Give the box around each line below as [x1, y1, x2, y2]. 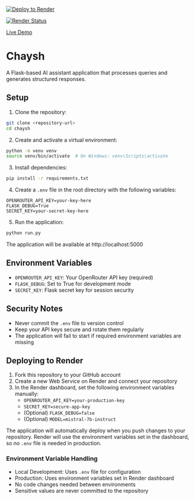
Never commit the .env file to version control [14, 319, 124, 326]
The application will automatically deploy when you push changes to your [6, 427, 186, 434]
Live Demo [6, 29, 33, 36]
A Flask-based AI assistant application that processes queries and [6, 69, 168, 76]
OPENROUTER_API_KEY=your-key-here [6, 198, 92, 204]
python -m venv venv [6, 147, 57, 154]
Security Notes [6, 304, 63, 314]
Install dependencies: [14, 164, 68, 171]
